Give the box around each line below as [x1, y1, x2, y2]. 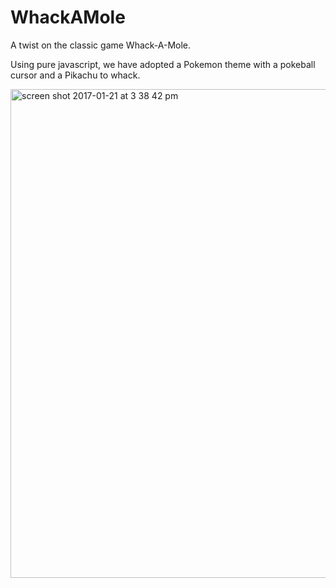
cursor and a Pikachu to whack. [10, 69, 141, 81]
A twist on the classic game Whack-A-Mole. [10, 39, 192, 51]
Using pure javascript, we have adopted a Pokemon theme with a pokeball [10, 58, 316, 70]
